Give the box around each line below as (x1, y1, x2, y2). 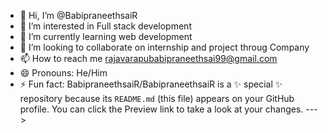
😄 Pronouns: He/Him (19, 67, 108, 79)
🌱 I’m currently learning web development (19, 31, 193, 42)
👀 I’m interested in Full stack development (19, 20, 192, 32)
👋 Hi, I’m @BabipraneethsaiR (19, 10, 138, 21)
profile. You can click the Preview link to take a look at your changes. (19, 103, 304, 115)
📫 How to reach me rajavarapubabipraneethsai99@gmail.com (19, 53, 278, 64)
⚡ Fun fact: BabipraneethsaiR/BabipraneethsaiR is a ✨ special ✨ (19, 78, 283, 90)
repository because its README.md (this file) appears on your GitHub (19, 93, 295, 104)
